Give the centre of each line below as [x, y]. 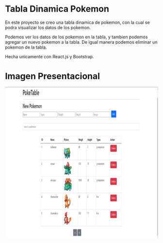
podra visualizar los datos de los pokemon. [48, 27]
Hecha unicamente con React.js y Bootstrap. [49, 56]
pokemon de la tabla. [26, 47]
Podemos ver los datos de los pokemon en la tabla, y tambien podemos [76, 37]
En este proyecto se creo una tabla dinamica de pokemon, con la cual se [78, 22]
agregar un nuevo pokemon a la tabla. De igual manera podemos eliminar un [81, 42]
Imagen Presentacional [53, 76]
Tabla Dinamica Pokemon [57, 9]
